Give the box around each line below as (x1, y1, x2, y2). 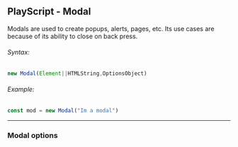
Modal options (7, 130, 58, 140)
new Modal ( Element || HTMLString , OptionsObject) (7, 70, 147, 77)
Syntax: (7, 48, 30, 57)
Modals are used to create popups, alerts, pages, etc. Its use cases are (7, 24, 215, 33)
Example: (7, 85, 35, 94)
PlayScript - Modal (7, 6, 91, 18)
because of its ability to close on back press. (7, 32, 138, 40)
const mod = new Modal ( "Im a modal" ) (7, 107, 119, 114)
